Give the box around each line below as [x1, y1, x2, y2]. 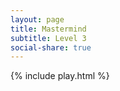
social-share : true [10, 42, 92, 53]
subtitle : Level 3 [10, 33, 87, 43]
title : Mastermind [10, 24, 87, 34]
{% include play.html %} [10, 70, 110, 82]
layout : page [10, 14, 65, 25]
